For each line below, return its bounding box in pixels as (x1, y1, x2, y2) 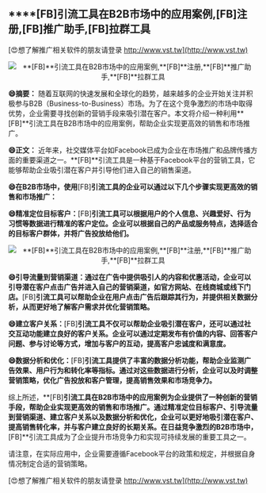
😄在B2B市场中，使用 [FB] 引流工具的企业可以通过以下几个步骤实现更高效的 (8, 182, 251, 191)
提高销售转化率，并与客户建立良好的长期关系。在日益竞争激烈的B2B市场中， (8, 422, 258, 431)
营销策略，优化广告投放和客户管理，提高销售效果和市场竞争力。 (8, 376, 216, 385)
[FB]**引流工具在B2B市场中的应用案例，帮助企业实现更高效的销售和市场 (8, 118, 244, 128)
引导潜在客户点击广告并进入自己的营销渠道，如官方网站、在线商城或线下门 (8, 282, 251, 291)
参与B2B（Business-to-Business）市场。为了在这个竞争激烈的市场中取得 (14, 98, 253, 108)
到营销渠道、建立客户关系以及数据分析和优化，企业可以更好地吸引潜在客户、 (8, 412, 258, 422)
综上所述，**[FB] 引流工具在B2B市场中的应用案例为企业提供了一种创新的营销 (8, 392, 258, 402)
